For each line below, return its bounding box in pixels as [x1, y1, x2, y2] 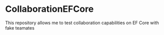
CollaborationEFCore [5, 3, 94, 15]
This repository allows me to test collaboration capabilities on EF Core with [5, 20, 159, 26]
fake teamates [5, 25, 35, 31]
